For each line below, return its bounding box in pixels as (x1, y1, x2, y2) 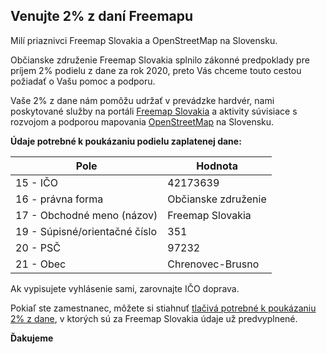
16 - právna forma (15, 192, 104, 206)
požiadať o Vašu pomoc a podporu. (10, 75, 156, 87)
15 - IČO (15, 175, 58, 189)
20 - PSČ (15, 240, 61, 254)
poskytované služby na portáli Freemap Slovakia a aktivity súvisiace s (10, 105, 298, 117)
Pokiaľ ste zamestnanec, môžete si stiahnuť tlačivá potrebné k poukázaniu (10, 302, 317, 314)
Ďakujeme (10, 332, 54, 344)
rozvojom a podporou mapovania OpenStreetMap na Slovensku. (10, 115, 275, 128)
